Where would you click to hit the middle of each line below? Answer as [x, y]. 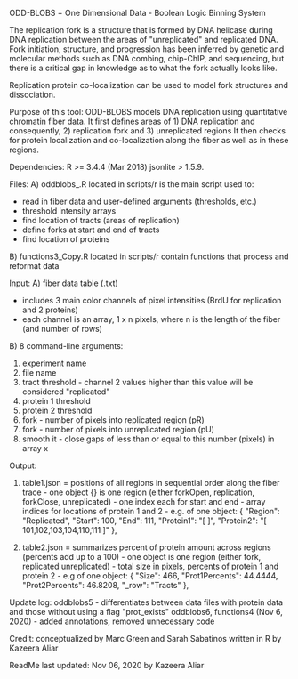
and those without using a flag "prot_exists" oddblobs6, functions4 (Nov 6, [146, 612]
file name [39, 372]
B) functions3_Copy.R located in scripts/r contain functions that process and [149, 256]
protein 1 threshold [56, 401]
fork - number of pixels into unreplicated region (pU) [118, 429]
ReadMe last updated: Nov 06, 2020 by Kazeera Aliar [107, 665]
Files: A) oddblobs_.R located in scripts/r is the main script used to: [132, 184]
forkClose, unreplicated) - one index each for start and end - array [144, 501]
